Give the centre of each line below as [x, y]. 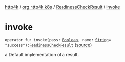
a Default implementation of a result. [42, 54]
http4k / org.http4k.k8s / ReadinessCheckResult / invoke [62, 7]
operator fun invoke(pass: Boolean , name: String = [58, 40]
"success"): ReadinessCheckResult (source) [48, 45]
